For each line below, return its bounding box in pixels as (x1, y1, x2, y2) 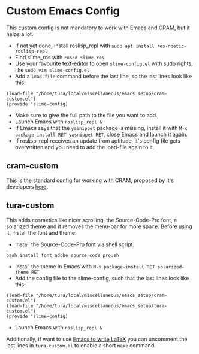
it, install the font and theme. (6, 229, 77, 236)
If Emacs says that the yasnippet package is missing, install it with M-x (14, 124, 188, 131)
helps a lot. (6, 30, 34, 37)
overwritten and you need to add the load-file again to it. (14, 143, 155, 150)
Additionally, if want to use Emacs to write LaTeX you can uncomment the (6, 335, 188, 343)
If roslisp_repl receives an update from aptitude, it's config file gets (14, 137, 181, 144)
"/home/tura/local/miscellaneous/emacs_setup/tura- (35, 302, 168, 309)
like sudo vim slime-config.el (14, 66, 90, 73)
